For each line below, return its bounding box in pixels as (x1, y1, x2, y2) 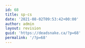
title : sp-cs (5, 12, 32, 17)
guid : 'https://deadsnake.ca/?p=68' (5, 30, 81, 35)
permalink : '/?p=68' (5, 35, 48, 40)
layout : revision (5, 26, 41, 31)
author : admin (5, 21, 35, 26)
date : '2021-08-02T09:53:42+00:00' (5, 16, 79, 21)
